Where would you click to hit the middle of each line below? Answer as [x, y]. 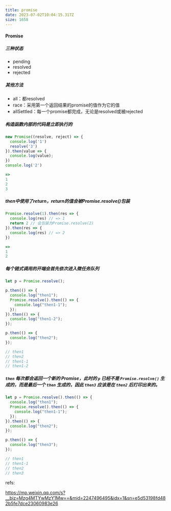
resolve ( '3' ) [24, 146]
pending [21, 61]
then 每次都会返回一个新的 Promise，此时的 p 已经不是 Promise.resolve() [82, 378]
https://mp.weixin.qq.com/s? [35, 493]
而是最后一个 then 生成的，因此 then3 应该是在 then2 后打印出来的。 [89, 385]
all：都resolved [29, 98]
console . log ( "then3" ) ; [34, 445]
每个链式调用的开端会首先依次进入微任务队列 [52, 268]
